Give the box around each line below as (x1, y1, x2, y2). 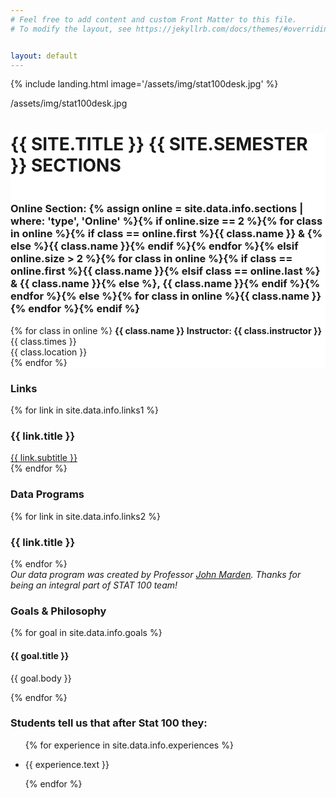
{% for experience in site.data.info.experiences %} (24, 739, 234, 751)
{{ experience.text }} (24, 758, 110, 770)
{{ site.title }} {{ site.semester (10, 132, 308, 155)
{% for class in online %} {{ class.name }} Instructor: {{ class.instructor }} (10, 324, 323, 336)
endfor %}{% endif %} (28, 302, 140, 316)
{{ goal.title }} (10, 649, 70, 661)
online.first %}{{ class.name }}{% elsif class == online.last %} (10, 264, 321, 278)
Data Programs (10, 487, 85, 501)
